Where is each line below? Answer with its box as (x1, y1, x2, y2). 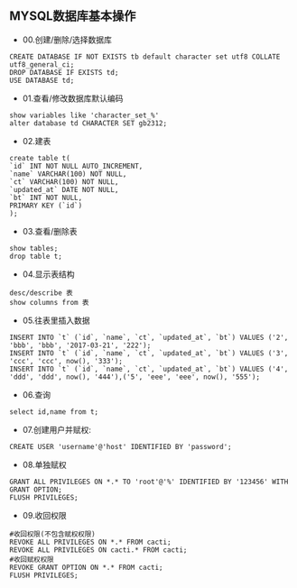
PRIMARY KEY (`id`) (9, 201, 83, 210)
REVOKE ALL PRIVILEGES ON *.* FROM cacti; (9, 537, 172, 547)
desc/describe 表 (9, 288, 74, 298)
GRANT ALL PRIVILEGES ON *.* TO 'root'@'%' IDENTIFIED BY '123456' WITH (9, 477, 289, 486)
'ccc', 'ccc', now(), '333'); (9, 356, 124, 365)
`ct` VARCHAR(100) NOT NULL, (9, 177, 119, 187)
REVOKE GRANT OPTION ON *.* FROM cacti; (9, 563, 164, 572)
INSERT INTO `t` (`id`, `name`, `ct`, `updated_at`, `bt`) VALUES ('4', (9, 364, 289, 373)
